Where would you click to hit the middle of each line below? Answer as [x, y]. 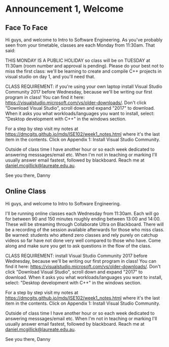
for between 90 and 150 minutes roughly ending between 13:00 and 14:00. [83, 218]
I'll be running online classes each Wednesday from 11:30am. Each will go [82, 213]
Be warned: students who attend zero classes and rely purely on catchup [82, 235]
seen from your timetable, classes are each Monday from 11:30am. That [80, 45]
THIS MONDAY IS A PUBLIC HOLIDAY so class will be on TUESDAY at [78, 60]
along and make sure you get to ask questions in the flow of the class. [78, 246]
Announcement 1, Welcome [64, 9]
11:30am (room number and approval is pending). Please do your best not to [84, 66]
